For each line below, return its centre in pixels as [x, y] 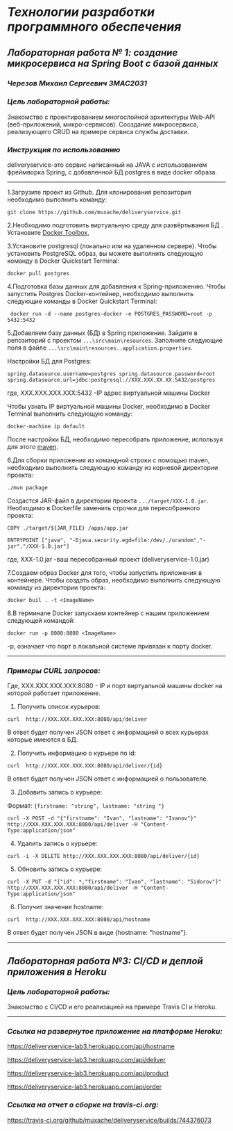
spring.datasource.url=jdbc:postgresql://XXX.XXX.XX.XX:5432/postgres [111, 380]
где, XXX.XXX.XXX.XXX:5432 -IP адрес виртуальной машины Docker [109, 393]
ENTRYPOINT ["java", [37, 540]
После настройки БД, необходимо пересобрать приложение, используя [115, 439]
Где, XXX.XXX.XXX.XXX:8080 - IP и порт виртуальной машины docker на [115, 686]
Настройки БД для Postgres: [49, 361]
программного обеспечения [94, 27]
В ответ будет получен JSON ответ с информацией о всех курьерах [108, 732]
